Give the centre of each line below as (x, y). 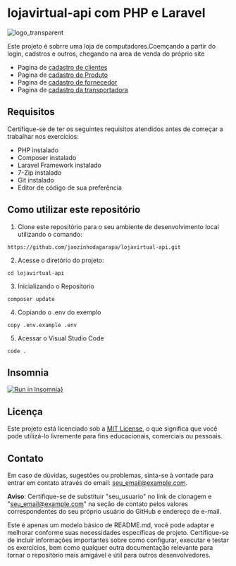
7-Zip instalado (39, 172)
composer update (31, 299)
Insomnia (28, 373)
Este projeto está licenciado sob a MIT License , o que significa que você (112, 429)
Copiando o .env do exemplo (59, 312)
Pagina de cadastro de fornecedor (67, 82)
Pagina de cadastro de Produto (62, 75)
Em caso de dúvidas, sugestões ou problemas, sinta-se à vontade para (110, 475)
